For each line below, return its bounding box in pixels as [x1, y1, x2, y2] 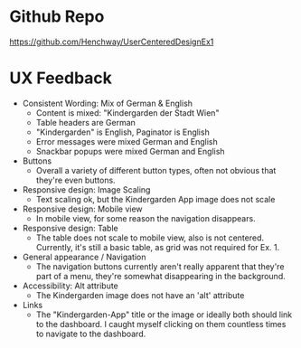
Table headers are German [35, 117, 136, 127]
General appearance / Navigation [22, 251, 146, 262]
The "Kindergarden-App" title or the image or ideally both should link [35, 309, 293, 320]
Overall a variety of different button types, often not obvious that [35, 165, 277, 175]
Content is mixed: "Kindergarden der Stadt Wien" [35, 107, 220, 118]
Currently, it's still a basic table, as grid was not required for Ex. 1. [35, 241, 280, 252]
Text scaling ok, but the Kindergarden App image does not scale [35, 193, 276, 204]
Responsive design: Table [22, 222, 119, 233]
